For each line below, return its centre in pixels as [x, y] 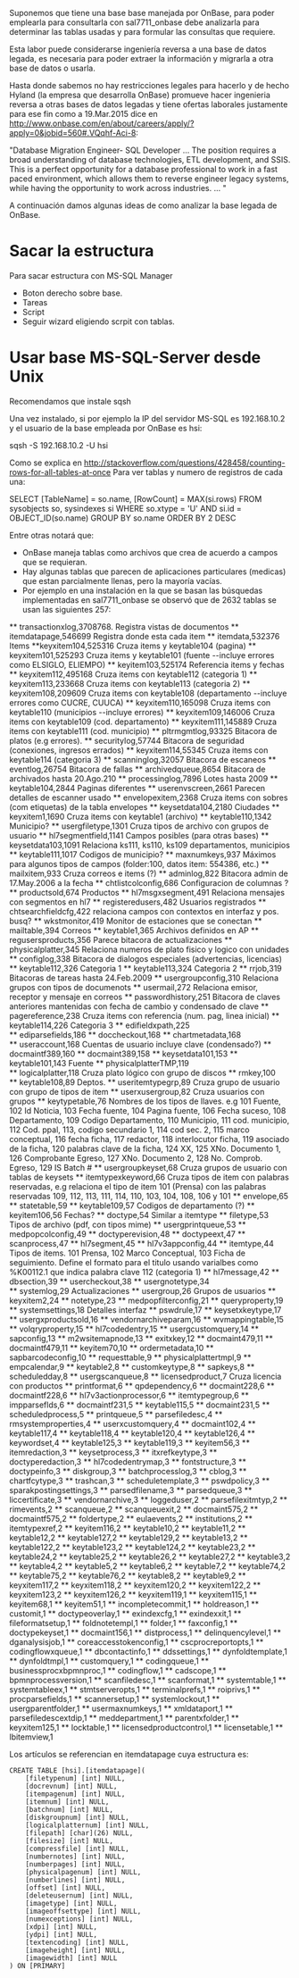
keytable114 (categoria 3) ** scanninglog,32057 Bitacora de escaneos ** [143, 759]
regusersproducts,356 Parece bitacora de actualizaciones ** [121, 939]
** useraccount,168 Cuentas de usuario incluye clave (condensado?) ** [141, 1044]
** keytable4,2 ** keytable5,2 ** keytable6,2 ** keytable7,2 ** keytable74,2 [147, 1565]
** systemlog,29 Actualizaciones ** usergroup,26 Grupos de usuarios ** [143, 1290]
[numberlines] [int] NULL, [75, 1880]
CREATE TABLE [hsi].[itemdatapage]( [77, 1770]
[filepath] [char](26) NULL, [79, 1833]
